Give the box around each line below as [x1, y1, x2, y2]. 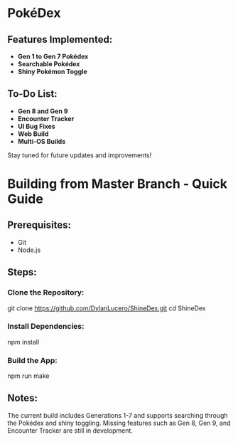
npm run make [7, 372, 50, 380]
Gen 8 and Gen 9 [17, 107, 69, 115]
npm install [7, 337, 40, 346]
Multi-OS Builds [17, 137, 66, 145]
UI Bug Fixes [17, 122, 55, 130]
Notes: [7, 392, 38, 404]
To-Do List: [7, 88, 58, 100]
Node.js [17, 246, 41, 254]
